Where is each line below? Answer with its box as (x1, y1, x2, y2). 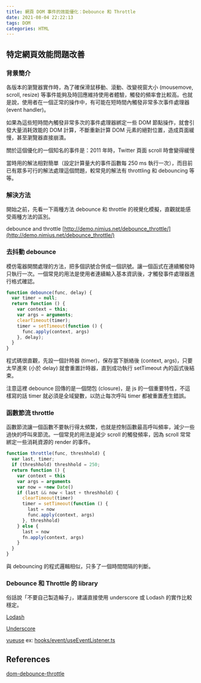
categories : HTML (6, 25, 50, 32)
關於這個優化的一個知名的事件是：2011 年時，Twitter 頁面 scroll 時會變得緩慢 (6, 147, 195, 154)
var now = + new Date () (17, 484, 74, 490)
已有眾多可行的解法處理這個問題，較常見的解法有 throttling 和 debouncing (6, 166, 188, 174)
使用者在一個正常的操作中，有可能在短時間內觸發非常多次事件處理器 (22, 99, 190, 106)
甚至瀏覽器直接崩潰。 (16, 133, 69, 141)
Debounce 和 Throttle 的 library (6, 579, 99, 587)
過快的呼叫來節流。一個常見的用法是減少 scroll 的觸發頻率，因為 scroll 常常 (6, 431, 191, 439)
